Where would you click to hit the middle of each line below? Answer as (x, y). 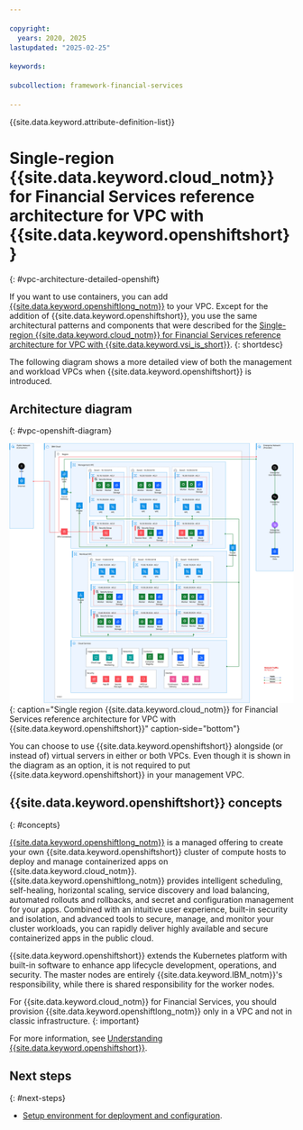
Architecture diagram (71, 409)
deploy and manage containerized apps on (89, 861)
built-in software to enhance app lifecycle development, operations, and (143, 965)
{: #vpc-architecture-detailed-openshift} (85, 278)
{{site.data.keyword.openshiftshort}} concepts (146, 803)
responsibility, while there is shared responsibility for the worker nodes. (142, 984)
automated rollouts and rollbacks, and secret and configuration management (151, 899)
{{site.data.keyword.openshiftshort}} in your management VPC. (127, 775)
